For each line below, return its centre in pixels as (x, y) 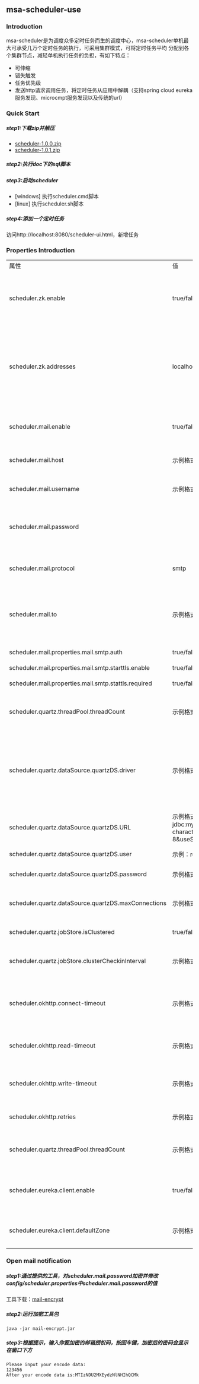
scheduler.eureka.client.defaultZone (60, 1230)
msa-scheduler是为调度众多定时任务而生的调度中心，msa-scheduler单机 (95, 40)
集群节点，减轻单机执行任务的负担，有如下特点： (71, 55)
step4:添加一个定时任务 (35, 218)
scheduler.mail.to (33, 615)
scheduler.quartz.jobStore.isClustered (62, 932)
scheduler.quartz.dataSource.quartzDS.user (70, 854)
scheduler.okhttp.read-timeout (52, 1046)
